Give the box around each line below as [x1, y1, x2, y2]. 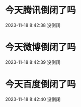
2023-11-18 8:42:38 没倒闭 [5, 22, 60, 28]
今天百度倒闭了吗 [5, 79, 76, 90]
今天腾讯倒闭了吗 [5, 5, 76, 16]
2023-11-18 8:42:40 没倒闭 [5, 96, 61, 102]
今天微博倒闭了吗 [5, 42, 76, 53]
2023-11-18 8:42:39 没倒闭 [5, 59, 60, 65]
